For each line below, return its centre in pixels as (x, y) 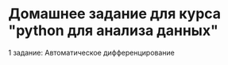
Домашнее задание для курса (114, 14)
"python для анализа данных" (113, 31)
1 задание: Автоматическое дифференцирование (91, 52)
